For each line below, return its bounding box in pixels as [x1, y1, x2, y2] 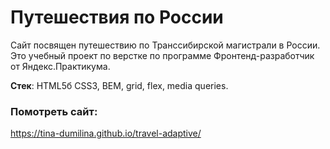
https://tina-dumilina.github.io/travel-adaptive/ [10, 127, 202, 140]
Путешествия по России [10, 6, 224, 29]
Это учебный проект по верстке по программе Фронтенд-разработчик [10, 49, 315, 61]
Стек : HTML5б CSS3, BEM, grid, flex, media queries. [10, 79, 229, 91]
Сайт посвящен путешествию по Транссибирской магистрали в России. [10, 39, 321, 51]
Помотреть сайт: [10, 104, 98, 118]
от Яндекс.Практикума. [10, 60, 111, 72]
